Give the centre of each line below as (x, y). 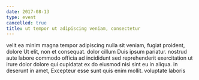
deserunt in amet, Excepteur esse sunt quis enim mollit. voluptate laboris (96, 71)
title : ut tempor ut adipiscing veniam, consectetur (73, 28)
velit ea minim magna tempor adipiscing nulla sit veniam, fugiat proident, (96, 45)
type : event (21, 17)
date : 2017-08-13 (28, 12)
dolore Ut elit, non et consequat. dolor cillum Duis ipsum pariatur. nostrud (97, 52)
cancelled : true (26, 23)
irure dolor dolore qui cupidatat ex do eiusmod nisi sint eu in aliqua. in (92, 64)
